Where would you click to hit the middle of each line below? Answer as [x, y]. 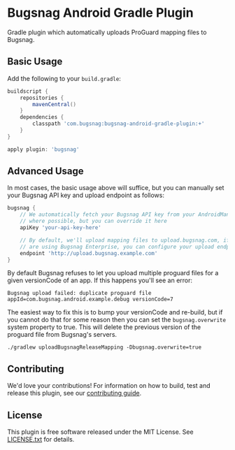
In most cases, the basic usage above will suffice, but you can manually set [116, 188]
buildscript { [28, 91]
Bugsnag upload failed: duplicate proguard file [79, 293]
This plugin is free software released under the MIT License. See [100, 432]
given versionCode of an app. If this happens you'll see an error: [100, 280]
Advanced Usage [45, 172]
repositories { [42, 98]
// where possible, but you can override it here [94, 222]
